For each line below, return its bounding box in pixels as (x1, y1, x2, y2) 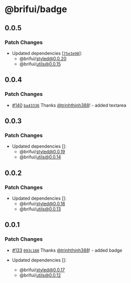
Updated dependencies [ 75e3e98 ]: (12, 50, 82, 56)
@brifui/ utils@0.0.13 (19, 206, 61, 212)
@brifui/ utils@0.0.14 (19, 154, 61, 160)
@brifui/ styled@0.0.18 (19, 200, 66, 206)
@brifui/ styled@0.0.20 (19, 55, 67, 62)
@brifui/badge (5, 4, 67, 15)
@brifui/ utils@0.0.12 (19, 272, 61, 278)
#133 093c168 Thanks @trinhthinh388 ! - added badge (12, 247, 122, 253)
